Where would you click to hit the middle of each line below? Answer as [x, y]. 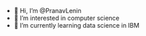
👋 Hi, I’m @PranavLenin [48, 11]
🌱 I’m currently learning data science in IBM [76, 25]
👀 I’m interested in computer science [67, 18]
